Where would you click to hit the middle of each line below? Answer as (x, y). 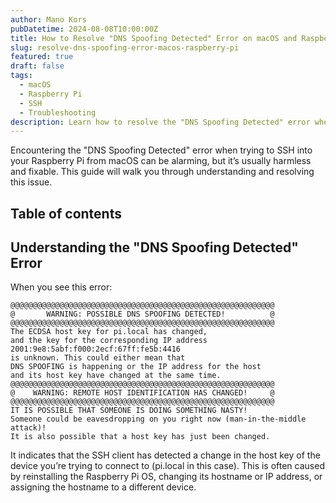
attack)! (28, 428)
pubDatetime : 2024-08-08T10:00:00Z (84, 29)
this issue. (31, 182)
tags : (21, 76)
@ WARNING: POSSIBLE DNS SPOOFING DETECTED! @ (142, 314)
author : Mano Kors (48, 19)
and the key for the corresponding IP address (109, 341)
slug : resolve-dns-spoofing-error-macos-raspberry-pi (125, 47)
